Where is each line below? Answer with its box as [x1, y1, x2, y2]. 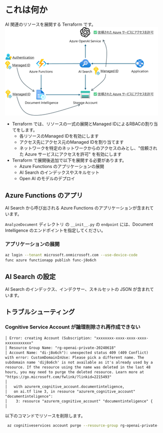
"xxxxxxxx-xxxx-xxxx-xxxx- [94, 335, 149, 340]
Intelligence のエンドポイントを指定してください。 [5, 228, 106, 233]
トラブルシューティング [5, 308, 75, 316]
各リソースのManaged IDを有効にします [19, 133, 99, 139]
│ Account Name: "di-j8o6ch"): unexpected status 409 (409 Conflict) [5, 350, 149, 355]
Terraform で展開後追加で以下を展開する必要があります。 [12, 157, 127, 163]
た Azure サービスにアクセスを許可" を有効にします [19, 151, 122, 157]
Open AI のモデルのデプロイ [19, 176, 75, 182]
